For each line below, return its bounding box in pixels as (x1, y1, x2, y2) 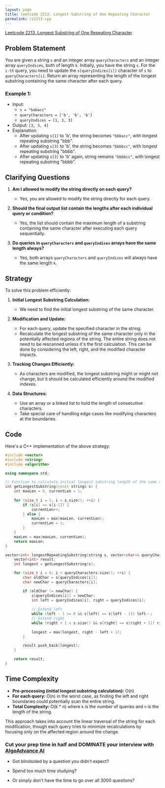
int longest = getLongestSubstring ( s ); (14, 562, 96, 567)
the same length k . (19, 260, 57, 266)
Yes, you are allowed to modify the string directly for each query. (19, 196, 151, 202)
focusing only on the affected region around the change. (5, 728, 119, 734)
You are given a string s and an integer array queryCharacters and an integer (5, 57, 160, 63)
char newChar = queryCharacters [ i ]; (23, 579, 98, 584)
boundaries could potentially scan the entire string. (12, 698, 115, 704)
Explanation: (12, 127, 38, 133)
